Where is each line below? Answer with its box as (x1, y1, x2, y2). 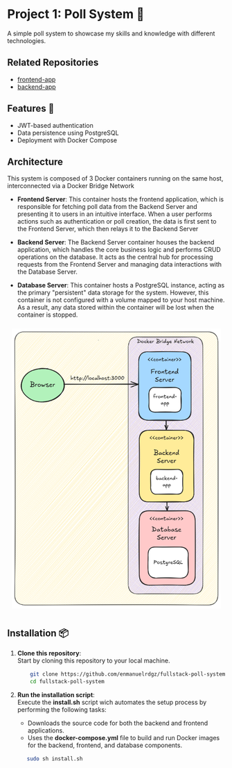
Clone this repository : (17, 649, 82, 658)
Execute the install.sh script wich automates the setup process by (17, 698, 207, 706)
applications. (27, 726, 64, 735)
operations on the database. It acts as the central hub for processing (17, 253, 213, 261)
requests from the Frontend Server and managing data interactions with (17, 260, 222, 269)
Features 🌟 (7, 103, 55, 115)
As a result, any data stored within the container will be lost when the (17, 303, 215, 312)
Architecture (7, 156, 64, 167)
